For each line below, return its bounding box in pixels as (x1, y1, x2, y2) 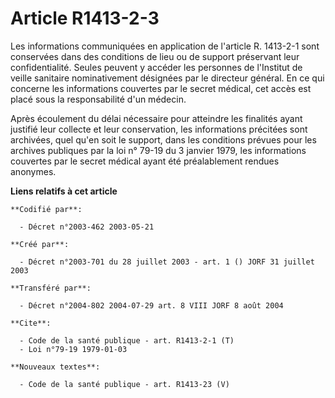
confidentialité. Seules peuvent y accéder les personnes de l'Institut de (10, 61, 303, 73)
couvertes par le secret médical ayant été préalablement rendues (10, 155, 280, 167)
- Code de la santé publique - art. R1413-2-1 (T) (19, 335, 235, 346)
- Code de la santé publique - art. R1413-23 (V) (19, 379, 230, 389)
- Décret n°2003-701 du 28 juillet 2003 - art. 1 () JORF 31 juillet (19, 257, 315, 267)
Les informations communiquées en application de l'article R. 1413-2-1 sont (10, 40, 320, 52)
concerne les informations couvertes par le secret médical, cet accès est (10, 82, 312, 94)
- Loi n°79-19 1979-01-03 (19, 344, 128, 354)
